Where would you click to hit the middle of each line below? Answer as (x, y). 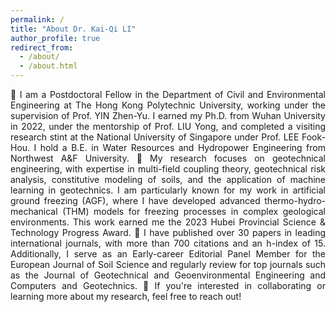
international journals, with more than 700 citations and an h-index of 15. (168, 243)
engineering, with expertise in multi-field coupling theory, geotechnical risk (168, 169)
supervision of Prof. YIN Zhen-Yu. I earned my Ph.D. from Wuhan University (168, 115)
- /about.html (48, 66)
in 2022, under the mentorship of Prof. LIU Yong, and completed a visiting (168, 126)
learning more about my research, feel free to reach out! (126, 296)
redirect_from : (42, 47)
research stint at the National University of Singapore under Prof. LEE (155, 137)
